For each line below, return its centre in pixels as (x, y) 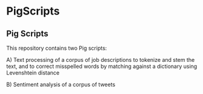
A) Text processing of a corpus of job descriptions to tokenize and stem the (101, 60)
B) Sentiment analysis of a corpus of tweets (61, 84)
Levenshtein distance (33, 73)
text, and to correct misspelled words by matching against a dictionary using (102, 66)
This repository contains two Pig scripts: (57, 48)
